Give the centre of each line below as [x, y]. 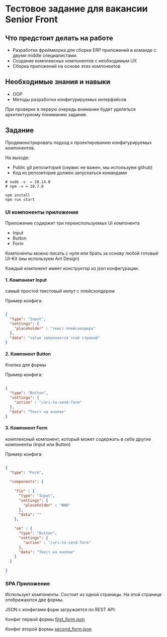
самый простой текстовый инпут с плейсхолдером [60, 291]
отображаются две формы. [34, 600]
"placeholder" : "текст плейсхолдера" [55, 328]
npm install [18, 195]
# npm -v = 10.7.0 [24, 186]
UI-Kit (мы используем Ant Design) [42, 258]
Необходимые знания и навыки [58, 82]
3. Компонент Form [26, 428]
